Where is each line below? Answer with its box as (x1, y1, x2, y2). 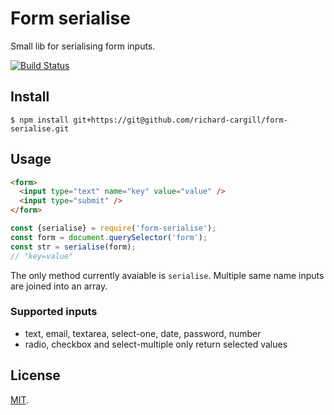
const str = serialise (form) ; (10, 242, 137, 252)
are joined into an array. (10, 280, 108, 292)
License (10, 367, 61, 384)
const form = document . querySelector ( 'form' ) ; (10, 232, 208, 242)
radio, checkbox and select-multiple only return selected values (24, 338, 288, 350)
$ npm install (10, 115, 70, 125)
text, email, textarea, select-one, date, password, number (24, 327, 262, 339)
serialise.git (10, 123, 70, 134)
